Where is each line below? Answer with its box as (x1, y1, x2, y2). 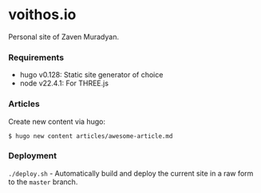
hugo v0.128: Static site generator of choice (19, 70, 164, 80)
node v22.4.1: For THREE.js (19, 78, 109, 89)
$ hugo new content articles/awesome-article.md (8, 132, 173, 140)
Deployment (8, 150, 57, 161)
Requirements (8, 52, 65, 63)
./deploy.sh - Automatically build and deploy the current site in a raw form (8, 168, 254, 178)
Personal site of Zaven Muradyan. (8, 32, 120, 41)
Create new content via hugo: (8, 116, 106, 126)
